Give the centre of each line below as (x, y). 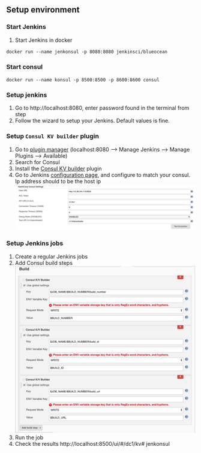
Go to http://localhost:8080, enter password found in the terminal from (102, 108)
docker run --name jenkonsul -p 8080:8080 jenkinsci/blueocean (87, 52)
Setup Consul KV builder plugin (52, 136)
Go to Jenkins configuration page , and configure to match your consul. (103, 175)
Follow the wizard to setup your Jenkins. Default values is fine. (92, 121)
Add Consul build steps (44, 262)
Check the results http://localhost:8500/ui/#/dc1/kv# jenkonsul (92, 444)
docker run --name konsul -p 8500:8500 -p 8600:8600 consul (83, 80)
